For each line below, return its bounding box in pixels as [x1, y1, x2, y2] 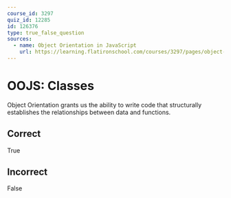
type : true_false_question [7, 29, 85, 36]
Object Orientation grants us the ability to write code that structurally [7, 100, 202, 109]
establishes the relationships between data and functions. [7, 108, 171, 116]
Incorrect [7, 166, 48, 178]
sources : [7, 36, 32, 43]
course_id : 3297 [7, 10, 54, 17]
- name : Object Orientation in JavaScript [13, 42, 137, 49]
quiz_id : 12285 [7, 16, 51, 23]
